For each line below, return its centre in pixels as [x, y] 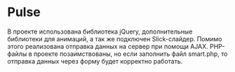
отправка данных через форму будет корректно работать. [95, 61]
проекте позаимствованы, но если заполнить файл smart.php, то [131, 54]
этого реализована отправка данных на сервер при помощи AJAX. [108, 46]
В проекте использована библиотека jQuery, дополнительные [100, 31]
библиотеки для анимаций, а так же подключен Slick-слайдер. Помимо [115, 38]
